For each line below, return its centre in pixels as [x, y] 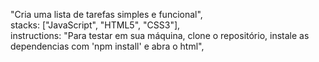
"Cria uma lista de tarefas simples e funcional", [106, 14]
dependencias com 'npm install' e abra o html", [107, 46]
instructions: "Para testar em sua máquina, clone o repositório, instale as [160, 35]
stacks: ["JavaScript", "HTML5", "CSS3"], [95, 25]
